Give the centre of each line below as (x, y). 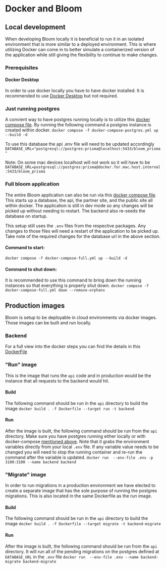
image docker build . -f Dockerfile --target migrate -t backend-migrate (83, 524)
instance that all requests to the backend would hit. (57, 380)
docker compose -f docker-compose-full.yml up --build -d (66, 258)
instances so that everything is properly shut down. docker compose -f (77, 285)
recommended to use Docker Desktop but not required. (62, 96)
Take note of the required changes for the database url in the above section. (83, 236)
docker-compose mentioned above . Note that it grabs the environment (77, 441)
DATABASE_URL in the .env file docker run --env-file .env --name (72, 557)
